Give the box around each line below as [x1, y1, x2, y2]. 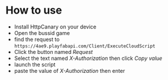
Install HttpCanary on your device [14, 23, 97, 30]
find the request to [14, 36, 60, 43]
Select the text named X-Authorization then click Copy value [14, 55, 163, 62]
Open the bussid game [14, 29, 70, 36]
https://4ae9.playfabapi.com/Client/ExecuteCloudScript [14, 43, 156, 49]
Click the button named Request [14, 48, 93, 55]
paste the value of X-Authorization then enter [14, 67, 125, 74]
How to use [5, 4, 62, 17]
